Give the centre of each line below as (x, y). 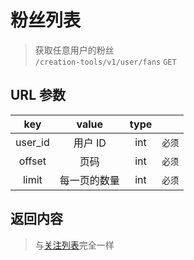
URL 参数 (38, 95)
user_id (32, 142)
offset (32, 161)
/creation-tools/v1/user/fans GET (105, 62)
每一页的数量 (89, 180)
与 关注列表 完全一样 (74, 245)
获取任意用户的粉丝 (74, 50)
